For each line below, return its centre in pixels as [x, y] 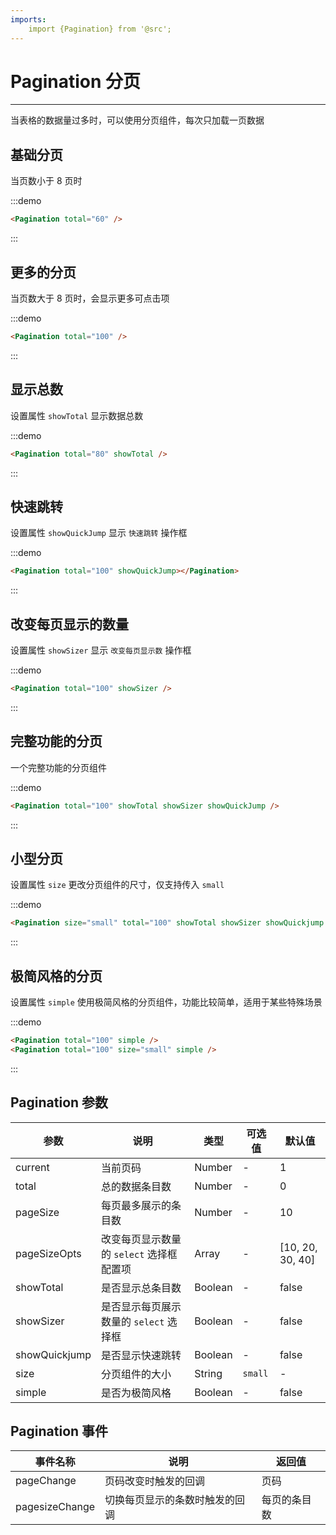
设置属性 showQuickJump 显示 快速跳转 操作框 [99, 533]
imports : [28, 19]
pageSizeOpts [48, 1253]
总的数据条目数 [136, 1186]
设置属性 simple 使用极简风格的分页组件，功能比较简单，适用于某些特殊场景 [166, 1002]
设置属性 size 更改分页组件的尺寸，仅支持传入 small [117, 885]
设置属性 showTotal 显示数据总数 [77, 415]
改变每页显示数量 [141, 1239]
